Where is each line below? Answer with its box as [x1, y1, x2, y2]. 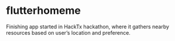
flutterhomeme [6, 4, 81, 17]
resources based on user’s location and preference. [6, 29, 131, 36]
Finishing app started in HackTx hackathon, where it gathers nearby [6, 23, 170, 30]
